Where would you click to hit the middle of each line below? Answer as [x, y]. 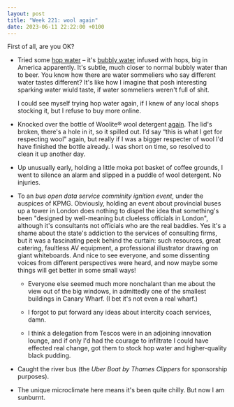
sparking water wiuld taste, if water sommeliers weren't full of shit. [113, 90]
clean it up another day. [51, 154]
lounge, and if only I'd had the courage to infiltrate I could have [118, 341]
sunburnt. [31, 398]
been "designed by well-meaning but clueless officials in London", [112, 218]
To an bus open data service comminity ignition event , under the [110, 196]
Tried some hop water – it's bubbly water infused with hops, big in [112, 60]
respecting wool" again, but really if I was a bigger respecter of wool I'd [120, 139]
